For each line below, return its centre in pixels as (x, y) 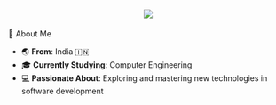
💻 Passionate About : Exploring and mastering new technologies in (144, 78)
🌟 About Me (30, 33)
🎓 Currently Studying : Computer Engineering (106, 65)
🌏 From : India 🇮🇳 (55, 51)
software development (62, 91)
